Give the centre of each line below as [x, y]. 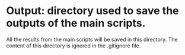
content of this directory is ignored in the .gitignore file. [74, 46]
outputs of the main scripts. [76, 23]
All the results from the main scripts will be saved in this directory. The [92, 39]
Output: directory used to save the [92, 11]
